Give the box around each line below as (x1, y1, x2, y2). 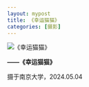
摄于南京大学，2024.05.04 (7, 72, 83, 81)
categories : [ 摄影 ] (7, 23, 61, 30)
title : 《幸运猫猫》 (7, 17, 60, 24)
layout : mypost (7, 10, 51, 17)
